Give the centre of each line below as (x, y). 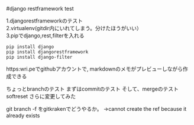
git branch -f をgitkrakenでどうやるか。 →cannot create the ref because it (96, 109)
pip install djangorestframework (47, 52)
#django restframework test (40, 9)
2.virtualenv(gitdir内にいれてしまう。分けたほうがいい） (74, 28)
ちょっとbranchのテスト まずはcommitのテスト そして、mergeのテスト (93, 89)
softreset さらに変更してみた (41, 96)
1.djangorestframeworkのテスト (44, 21)
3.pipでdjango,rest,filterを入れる (45, 36)
